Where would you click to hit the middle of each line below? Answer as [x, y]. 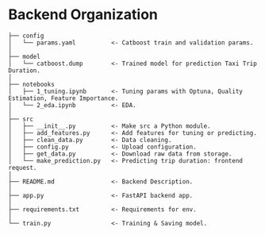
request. [23, 168]
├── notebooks [32, 84]
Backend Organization [83, 15]
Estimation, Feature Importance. [63, 98]
